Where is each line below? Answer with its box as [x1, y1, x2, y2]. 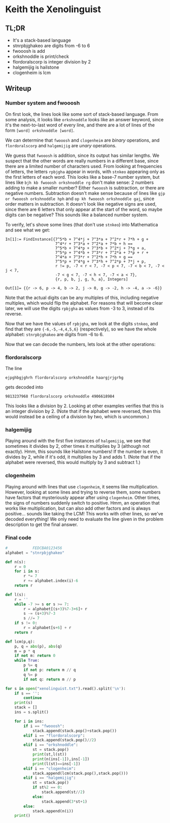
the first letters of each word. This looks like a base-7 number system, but [5, 174, 160, 180]
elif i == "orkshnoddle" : [23, 742, 79, 747]
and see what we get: [5, 227, 51, 233]
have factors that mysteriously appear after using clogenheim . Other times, [5, 494, 161, 501]
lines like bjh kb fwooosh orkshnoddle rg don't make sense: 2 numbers [5, 179, 154, 185]
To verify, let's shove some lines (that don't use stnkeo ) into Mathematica [5, 221, 158, 227]
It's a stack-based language [12, 37, 71, 43]
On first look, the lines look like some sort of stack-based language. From [5, 111, 159, 117]
